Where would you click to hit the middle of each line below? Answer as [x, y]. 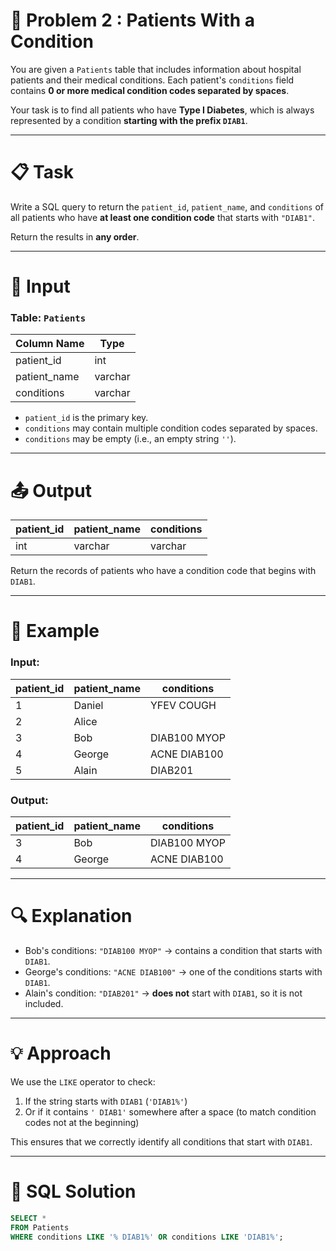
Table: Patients [48, 317]
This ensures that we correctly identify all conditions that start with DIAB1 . [161, 1141]
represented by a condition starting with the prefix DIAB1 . [129, 120]
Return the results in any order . [75, 236]
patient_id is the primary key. [86, 418]
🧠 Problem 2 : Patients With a [133, 20]
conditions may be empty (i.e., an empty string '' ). [130, 439]
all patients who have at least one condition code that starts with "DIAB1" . [163, 217]
